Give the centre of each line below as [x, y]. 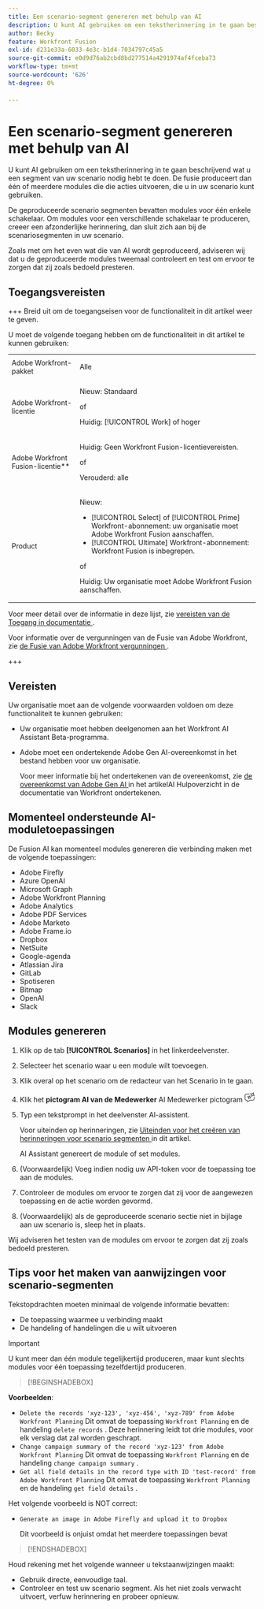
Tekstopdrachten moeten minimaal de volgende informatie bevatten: [119, 1304]
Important [24, 1343]
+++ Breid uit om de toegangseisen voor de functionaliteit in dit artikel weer [130, 311]
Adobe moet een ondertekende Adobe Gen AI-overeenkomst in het [128, 752]
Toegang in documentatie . [51, 622]
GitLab [30, 972]
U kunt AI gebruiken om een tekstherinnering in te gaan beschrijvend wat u [130, 170]
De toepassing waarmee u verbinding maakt [91, 1319]
